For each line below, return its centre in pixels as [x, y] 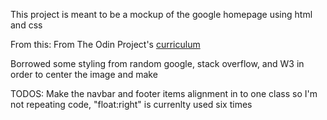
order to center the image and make [84, 74]
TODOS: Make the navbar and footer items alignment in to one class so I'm [164, 93]
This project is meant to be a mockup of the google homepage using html [161, 14]
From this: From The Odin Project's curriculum [105, 44]
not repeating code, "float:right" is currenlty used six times [131, 104]
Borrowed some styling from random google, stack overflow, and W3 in [157, 63]
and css [26, 25]
